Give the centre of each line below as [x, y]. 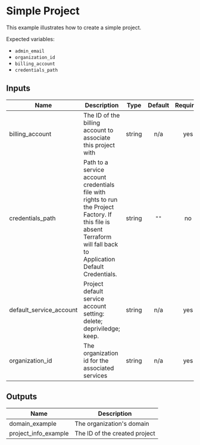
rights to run [100, 199]
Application [99, 259]
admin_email [29, 51]
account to [98, 130]
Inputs [18, 89]
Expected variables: [30, 39]
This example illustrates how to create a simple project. [74, 27]
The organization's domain [112, 424]
